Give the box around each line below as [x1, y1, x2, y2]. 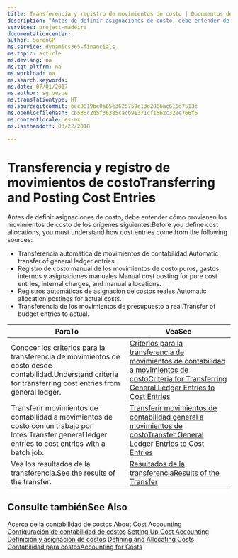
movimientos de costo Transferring [7, 175, 216, 190]
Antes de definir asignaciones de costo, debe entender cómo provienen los [7, 213, 227, 221]
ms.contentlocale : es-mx [7, 116, 81, 123]
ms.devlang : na [7, 57, 52, 64]
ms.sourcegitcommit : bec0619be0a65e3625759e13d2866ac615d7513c [7, 103, 198, 110]
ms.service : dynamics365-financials [7, 43, 115, 50]
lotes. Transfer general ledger [11, 430, 108, 440]
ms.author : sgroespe [7, 89, 69, 97]
